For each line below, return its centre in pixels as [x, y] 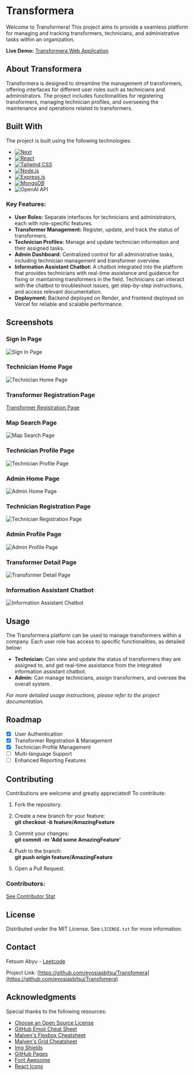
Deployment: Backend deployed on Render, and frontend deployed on [99, 298]
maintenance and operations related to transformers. [69, 108]
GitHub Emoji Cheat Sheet [46, 1029]
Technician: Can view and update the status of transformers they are [98, 659]
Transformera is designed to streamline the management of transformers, [94, 83]
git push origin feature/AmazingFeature [64, 857]
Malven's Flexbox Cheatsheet [50, 1035]
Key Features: [26, 204]
